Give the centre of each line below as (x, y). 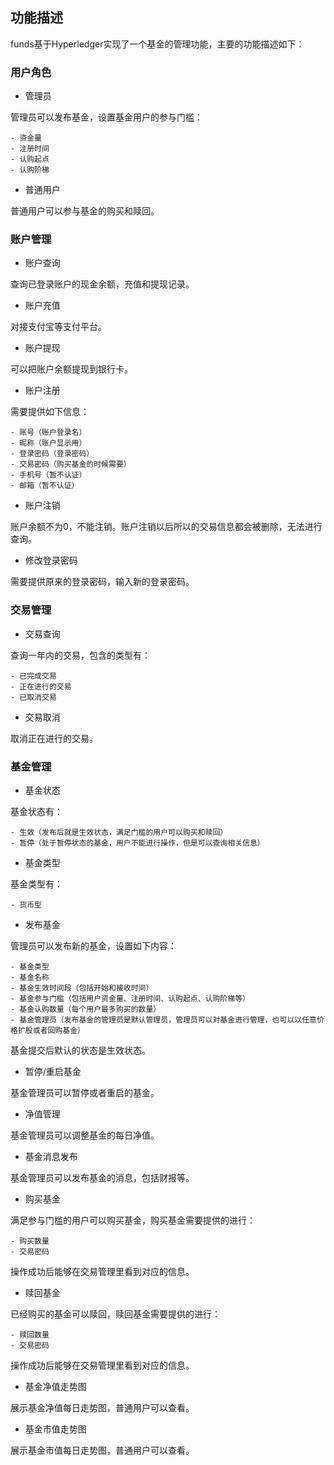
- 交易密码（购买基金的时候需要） (71, 464)
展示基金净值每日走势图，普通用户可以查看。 (102, 1407)
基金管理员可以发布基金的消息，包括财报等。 (102, 1177)
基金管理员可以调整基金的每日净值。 (85, 1135)
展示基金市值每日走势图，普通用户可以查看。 (102, 1450)
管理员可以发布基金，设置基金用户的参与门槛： (106, 117)
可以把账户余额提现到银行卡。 (71, 369)
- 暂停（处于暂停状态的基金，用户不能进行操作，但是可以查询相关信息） (137, 843)
